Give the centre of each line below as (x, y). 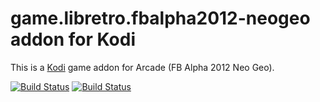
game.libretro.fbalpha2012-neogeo (160, 18)
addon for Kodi (73, 39)
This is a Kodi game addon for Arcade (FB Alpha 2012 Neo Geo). (142, 67)
